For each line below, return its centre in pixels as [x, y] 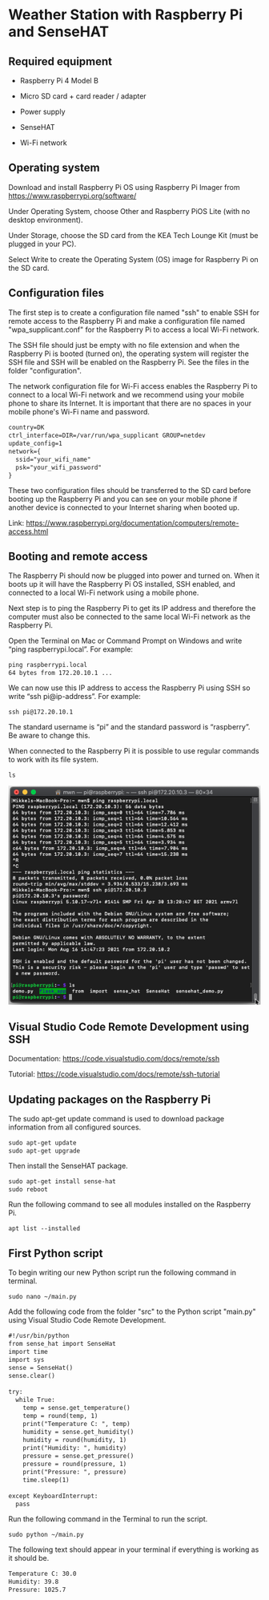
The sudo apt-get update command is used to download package [116, 1119]
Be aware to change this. [49, 736]
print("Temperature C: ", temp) [76, 1424]
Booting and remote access [78, 557]
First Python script [56, 1253]
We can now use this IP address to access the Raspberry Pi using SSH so [129, 688]
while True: [36, 1400]
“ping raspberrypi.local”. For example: [71, 649]
